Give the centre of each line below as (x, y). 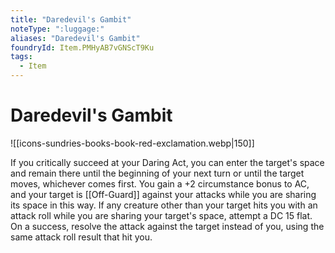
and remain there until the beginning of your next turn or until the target (157, 173)
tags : (21, 57)
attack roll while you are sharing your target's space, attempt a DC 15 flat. (161, 215)
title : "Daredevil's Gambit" (71, 19)
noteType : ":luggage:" (57, 29)
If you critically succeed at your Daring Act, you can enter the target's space (167, 162)
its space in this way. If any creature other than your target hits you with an (164, 205)
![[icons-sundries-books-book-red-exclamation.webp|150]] (132, 143)
